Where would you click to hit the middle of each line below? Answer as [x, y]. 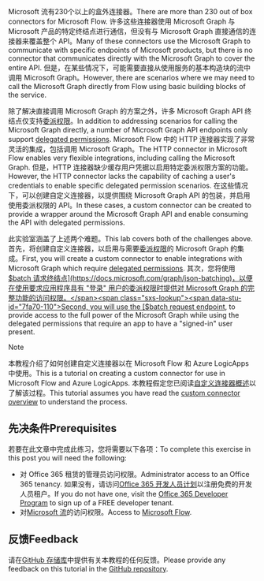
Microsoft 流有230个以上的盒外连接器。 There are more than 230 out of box [130, 11]
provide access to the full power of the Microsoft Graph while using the [124, 315]
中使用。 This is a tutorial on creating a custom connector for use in [117, 373]
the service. [28, 95]
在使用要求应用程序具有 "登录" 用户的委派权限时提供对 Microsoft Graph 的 [128, 288]
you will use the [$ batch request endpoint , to [162, 307]
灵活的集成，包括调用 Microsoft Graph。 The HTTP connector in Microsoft [128, 149]
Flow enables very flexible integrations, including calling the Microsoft [122, 158]
